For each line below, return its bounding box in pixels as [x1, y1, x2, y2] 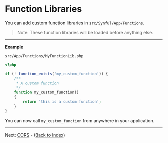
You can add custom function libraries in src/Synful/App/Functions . [5, 20, 145, 26]
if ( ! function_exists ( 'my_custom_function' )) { [5, 71, 108, 76]
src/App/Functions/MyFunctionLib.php [5, 53, 84, 58]
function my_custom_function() [14, 90, 79, 95]
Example [5, 44, 24, 50]
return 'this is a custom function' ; [23, 99, 101, 104]
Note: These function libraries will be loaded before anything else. [17, 29, 153, 35]
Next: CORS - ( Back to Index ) [5, 132, 65, 138]
